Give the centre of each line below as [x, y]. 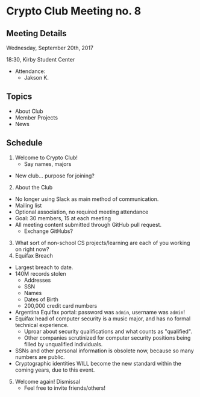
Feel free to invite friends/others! [64, 388]
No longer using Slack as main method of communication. [87, 199]
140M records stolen [40, 273]
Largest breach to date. [44, 267]
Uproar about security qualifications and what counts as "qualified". [108, 331]
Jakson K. [36, 78]
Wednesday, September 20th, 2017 [50, 48]
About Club [29, 111]
